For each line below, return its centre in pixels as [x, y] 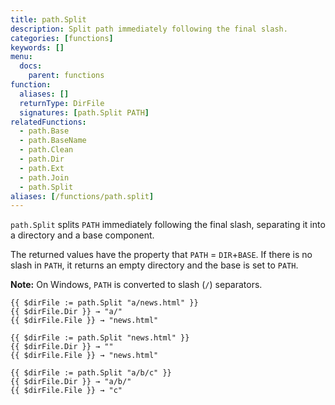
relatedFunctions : [48, 122]
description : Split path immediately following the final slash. [149, 29]
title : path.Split [48, 19]
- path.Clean [46, 150]
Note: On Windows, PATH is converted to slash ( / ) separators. [136, 285]
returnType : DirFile [62, 103]
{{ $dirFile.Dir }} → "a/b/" [71, 382]
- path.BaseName [53, 141]
